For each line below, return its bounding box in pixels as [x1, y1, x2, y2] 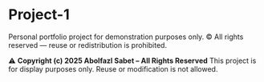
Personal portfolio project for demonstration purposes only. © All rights [8, 32, 244, 41]
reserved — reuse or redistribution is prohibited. [8, 40, 167, 49]
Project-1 [8, 6, 70, 24]
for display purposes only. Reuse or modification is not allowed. [8, 64, 218, 73]
